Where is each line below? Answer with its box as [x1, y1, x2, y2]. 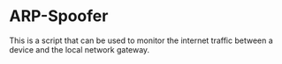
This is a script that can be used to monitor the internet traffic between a [9, 35, 274, 46]
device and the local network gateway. [9, 44, 150, 54]
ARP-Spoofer [9, 6, 109, 26]
